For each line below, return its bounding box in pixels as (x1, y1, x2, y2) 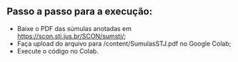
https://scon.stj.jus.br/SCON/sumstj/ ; (16, 32, 127, 40)
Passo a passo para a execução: (6, 6, 153, 18)
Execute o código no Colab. (16, 46, 99, 55)
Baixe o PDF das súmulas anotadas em (16, 24, 132, 32)
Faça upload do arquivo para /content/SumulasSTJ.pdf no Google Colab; (16, 39, 232, 48)
